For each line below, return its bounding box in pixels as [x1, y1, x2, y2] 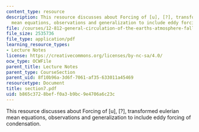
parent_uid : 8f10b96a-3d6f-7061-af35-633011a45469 [6, 75, 134, 81]
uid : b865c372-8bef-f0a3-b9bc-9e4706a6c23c [6, 91, 115, 97]
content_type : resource [6, 8, 65, 15]
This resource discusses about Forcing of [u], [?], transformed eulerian [6, 107, 179, 114]
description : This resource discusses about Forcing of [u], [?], [6, 14, 174, 20]
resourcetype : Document [6, 81, 65, 86]
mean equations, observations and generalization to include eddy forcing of [6, 114, 191, 121]
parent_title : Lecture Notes [6, 63, 78, 70]
